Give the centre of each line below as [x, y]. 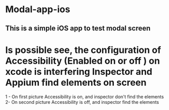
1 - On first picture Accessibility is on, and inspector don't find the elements [85, 97]
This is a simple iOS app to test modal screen [78, 28]
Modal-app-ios [38, 9]
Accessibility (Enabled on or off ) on [83, 61]
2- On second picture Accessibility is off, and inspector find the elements [82, 102]
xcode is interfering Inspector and [79, 72]
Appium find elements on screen [76, 82]
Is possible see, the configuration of [83, 50]
